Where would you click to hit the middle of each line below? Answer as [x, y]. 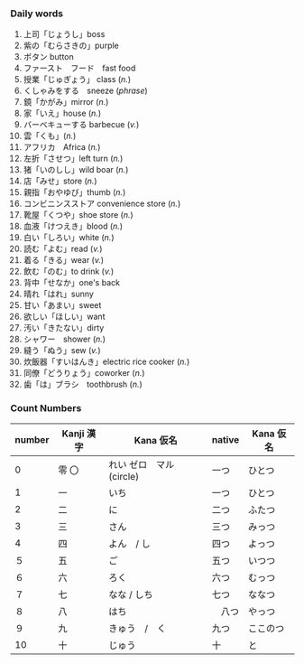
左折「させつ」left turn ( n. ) [73, 159]
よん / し [130, 543]
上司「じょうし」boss [64, 34]
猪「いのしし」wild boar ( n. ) [76, 170]
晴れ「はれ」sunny [58, 294]
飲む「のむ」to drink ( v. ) [69, 271]
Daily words [37, 14]
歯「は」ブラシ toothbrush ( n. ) [83, 384]
